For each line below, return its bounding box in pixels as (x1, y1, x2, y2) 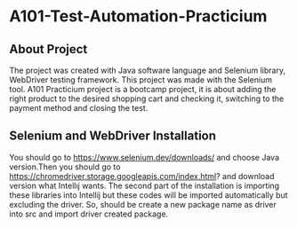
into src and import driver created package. (9, 208, 169, 219)
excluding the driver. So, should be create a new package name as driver (9, 199, 277, 209)
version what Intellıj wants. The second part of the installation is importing (9, 180, 280, 191)
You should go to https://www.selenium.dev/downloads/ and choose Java (9, 152, 280, 162)
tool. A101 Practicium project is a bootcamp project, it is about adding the (9, 84, 277, 94)
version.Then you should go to (9, 161, 121, 172)
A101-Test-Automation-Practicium (9, 6, 268, 27)
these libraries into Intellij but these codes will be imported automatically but (9, 189, 288, 200)
